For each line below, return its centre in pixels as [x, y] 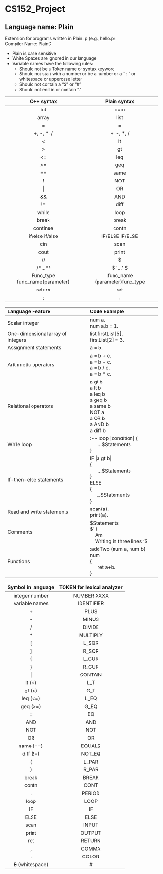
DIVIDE [91, 627]
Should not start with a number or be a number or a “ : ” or [77, 74]
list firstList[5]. [106, 334]
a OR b [97, 418]
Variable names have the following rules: [53, 64]
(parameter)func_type [120, 282]
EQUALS [91, 746]
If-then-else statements [35, 480]
